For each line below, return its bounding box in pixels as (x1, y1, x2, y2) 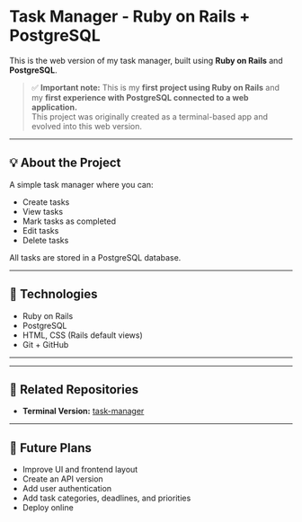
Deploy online (22, 502, 74, 513)
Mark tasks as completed (22, 216, 117, 226)
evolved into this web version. (31, 120, 142, 131)
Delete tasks (22, 234, 69, 245)
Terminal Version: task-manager (22, 406, 145, 417)
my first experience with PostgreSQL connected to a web (31, 92, 249, 102)
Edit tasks (22, 225, 59, 235)
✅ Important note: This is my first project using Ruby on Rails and (31, 82, 280, 93)
